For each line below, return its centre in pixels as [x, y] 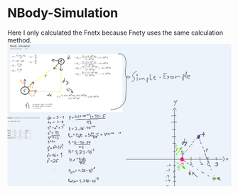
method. [20, 40]
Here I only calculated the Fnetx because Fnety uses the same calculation [115, 33]
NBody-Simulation [63, 13]
